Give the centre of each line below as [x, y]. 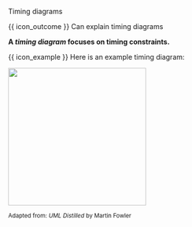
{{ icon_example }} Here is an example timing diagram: [96, 57]
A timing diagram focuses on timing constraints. [89, 42]
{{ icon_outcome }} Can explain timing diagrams [86, 26]
